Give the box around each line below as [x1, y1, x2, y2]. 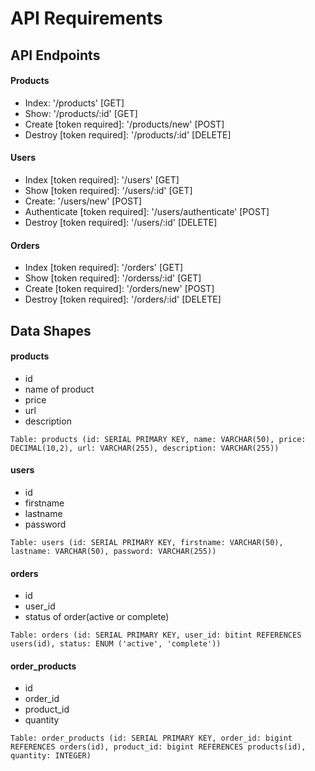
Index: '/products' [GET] [24, 97, 125, 109]
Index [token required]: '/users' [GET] [24, 173, 180, 186]
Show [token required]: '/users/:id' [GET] [24, 184, 193, 196]
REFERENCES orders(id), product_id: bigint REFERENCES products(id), [10, 742, 307, 752]
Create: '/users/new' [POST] [24, 195, 143, 207]
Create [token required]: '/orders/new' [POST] [24, 283, 215, 295]
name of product [24, 383, 95, 395]
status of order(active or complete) [24, 611, 170, 623]
